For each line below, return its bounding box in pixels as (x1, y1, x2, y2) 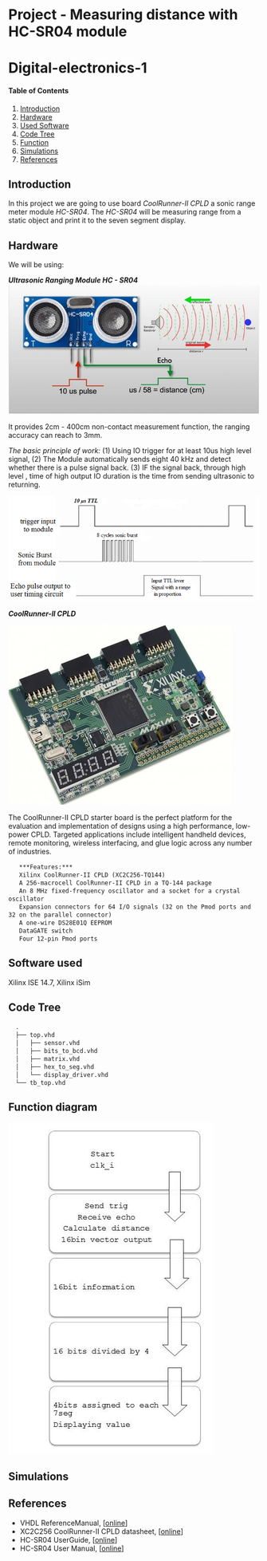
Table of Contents (8, 85, 69, 95)
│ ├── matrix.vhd (15, 1054, 80, 1062)
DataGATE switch (18, 927, 73, 935)
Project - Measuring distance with (8, 6, 238, 24)
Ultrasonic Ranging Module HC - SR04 (8, 275, 138, 285)
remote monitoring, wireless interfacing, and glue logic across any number (8, 838, 253, 848)
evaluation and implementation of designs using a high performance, (8, 822, 234, 831)
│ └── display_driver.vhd (15, 1070, 109, 1078)
